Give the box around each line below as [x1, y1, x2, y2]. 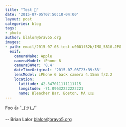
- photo [5, 30, 21, 35]
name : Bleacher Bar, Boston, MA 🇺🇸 [18, 91, 95, 96]
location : [14, 77, 35, 82]
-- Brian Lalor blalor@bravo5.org [5, 117, 72, 123]
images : [5, 40, 21, 45]
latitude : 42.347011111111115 [18, 81, 81, 86]
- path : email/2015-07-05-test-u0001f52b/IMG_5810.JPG [5, 44, 122, 49]
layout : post [5, 16, 32, 21]
